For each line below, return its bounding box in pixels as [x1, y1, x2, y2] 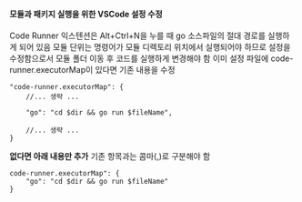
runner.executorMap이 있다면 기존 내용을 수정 [9, 65, 176, 76]
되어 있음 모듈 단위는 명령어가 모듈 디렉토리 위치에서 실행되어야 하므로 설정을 [18, 42, 291, 53]
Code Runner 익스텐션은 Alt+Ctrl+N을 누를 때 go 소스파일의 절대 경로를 [9, 30, 267, 41]
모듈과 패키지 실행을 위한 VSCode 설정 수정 [9, 8, 163, 19]
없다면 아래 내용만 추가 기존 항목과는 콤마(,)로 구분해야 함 [9, 151, 211, 162]
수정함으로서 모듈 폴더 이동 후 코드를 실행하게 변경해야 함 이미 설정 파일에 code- [9, 53, 294, 64]
